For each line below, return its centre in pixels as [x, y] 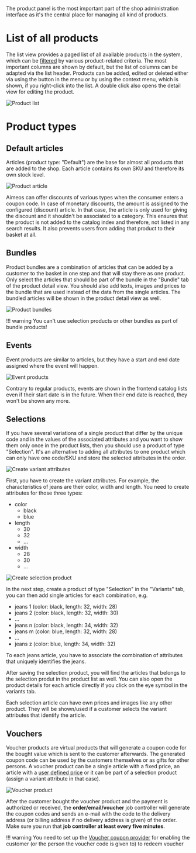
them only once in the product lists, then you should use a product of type [95, 446]
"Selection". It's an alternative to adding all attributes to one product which [96, 452]
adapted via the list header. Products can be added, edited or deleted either [97, 73]
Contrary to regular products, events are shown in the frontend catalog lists [97, 388]
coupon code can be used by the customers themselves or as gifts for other [98, 760]
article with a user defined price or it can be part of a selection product [92, 773]
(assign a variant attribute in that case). [53, 779]
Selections [26, 419]
